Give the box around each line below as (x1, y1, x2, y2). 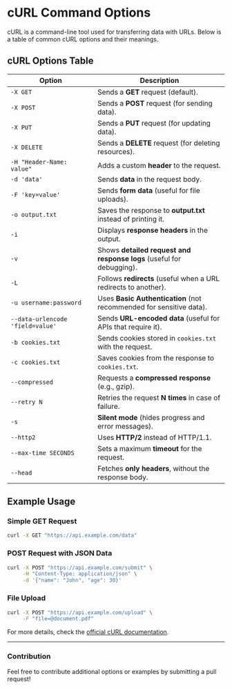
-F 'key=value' (10, 191, 61, 198)
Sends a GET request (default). (97, 87, 198, 97)
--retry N (10, 398, 43, 405)
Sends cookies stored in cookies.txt (97, 333, 216, 343)
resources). (97, 146, 135, 156)
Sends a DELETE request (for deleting (97, 138, 220, 148)
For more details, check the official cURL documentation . (7, 628, 169, 636)
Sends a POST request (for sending (97, 98, 213, 108)
